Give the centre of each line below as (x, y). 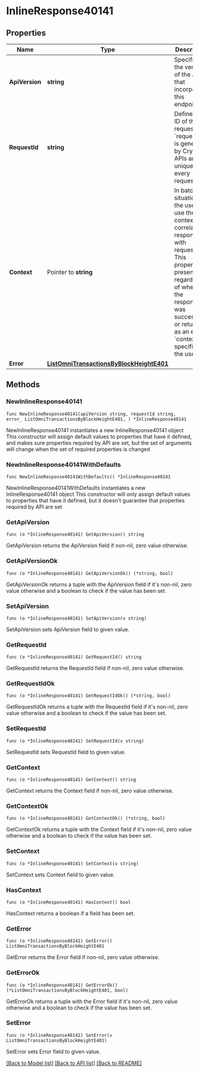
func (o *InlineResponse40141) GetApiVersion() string (75, 535)
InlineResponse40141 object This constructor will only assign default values (98, 494)
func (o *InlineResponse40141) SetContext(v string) (73, 863)
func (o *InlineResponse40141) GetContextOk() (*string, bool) (86, 819)
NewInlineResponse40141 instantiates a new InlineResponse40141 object (95, 430)
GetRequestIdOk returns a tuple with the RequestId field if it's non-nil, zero (97, 707)
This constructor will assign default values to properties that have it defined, (99, 436)
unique (184, 166)
